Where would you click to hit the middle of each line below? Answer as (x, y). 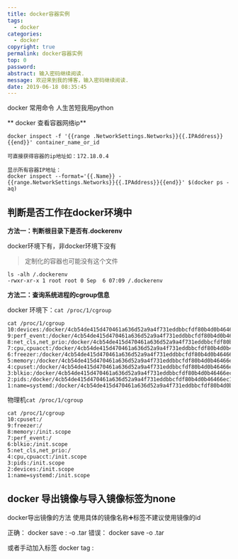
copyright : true (31, 47)
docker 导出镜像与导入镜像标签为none (91, 499)
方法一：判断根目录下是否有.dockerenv (65, 231)
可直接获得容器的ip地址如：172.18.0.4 (58, 156)
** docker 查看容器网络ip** (47, 123)
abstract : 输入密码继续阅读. (46, 73)
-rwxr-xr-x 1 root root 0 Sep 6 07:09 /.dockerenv (85, 281)
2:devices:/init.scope (41, 469)
